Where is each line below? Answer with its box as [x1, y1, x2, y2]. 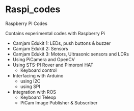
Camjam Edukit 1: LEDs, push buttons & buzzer [12, 40, 111, 46]
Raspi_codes [5, 4, 61, 15]
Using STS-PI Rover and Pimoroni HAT [12, 62, 94, 68]
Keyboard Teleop [20, 94, 57, 100]
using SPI [20, 83, 41, 90]
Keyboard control [20, 67, 57, 73]
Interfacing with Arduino [12, 72, 64, 78]
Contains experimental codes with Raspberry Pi [5, 30, 105, 36]
